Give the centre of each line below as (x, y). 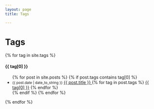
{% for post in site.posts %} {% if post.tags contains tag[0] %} (75, 77)
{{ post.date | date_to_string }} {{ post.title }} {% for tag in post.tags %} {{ (80, 82)
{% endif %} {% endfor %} (39, 93)
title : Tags (17, 14)
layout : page (18, 9)
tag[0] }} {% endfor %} (35, 87)
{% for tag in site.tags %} (30, 55)
